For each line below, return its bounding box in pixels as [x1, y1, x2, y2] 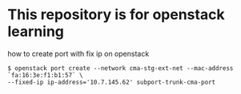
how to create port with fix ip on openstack [7, 49, 150, 58]
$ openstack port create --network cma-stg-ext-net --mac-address [7, 64, 234, 72]
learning [7, 22, 65, 41]
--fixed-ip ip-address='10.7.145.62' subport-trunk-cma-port [7, 78, 216, 86]
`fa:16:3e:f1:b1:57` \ [7, 71, 83, 79]
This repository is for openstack [7, 6, 225, 24]
